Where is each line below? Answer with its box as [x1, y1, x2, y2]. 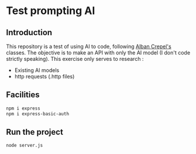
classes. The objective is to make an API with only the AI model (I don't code [6, 49, 191, 56]
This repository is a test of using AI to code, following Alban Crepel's [6, 43, 171, 50]
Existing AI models [14, 67, 60, 74]
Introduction [6, 28, 53, 37]
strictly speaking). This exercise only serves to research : [6, 56, 144, 62]
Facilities [6, 90, 40, 100]
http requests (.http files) [14, 73, 75, 80]
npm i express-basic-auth [6, 111, 69, 117]
